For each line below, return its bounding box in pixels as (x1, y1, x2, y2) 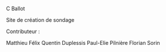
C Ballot (6, 5, 25, 12)
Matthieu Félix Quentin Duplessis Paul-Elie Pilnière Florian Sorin (6, 40, 160, 46)
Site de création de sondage (6, 17, 75, 23)
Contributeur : (6, 28, 40, 35)
